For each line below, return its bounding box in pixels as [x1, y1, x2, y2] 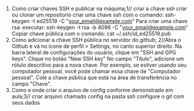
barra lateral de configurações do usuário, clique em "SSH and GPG [11, 49, 176, 56]
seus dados [11, 99, 40, 106]
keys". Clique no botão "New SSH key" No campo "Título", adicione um [11, 56, 184, 62]
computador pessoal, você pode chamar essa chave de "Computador [11, 68, 181, 74]
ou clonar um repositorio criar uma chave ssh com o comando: [11, 11, 164, 18]
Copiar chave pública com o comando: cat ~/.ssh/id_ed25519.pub [11, 30, 171, 37]
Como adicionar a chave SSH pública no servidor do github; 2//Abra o [11, 37, 181, 43]
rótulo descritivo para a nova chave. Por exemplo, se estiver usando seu [11, 61, 187, 68]
